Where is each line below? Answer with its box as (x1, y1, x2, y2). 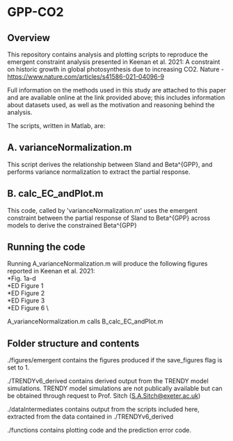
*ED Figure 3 (7, 296, 45, 305)
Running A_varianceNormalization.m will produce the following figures (7, 259, 208, 268)
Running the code (7, 241, 86, 253)
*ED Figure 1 (7, 282, 44, 290)
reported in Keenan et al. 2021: (7, 267, 95, 275)
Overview (7, 32, 51, 44)
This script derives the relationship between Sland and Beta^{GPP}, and (7, 160, 213, 168)
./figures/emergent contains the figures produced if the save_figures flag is (7, 356, 223, 364)
